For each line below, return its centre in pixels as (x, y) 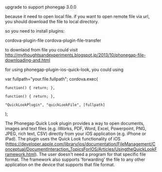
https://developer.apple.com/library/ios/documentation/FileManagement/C (81, 144)
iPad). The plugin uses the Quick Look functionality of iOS (63, 139)
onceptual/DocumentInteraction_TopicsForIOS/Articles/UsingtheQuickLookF (81, 149)
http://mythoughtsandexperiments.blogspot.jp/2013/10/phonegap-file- (75, 55)
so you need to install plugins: (35, 31)
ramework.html (20, 154)
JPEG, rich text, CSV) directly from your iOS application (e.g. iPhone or (76, 134)
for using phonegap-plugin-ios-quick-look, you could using (64, 69)
